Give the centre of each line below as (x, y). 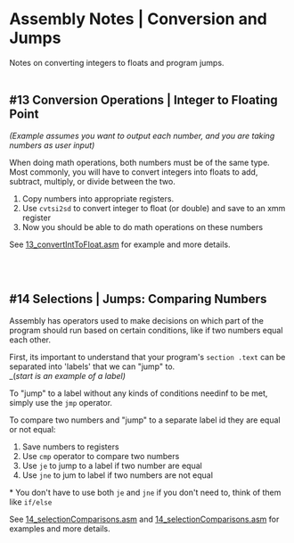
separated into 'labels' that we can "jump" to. (92, 366)
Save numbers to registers (70, 447)
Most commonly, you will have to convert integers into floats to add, (134, 172)
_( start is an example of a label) (68, 375)
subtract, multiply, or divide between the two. (92, 181)
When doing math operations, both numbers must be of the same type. (139, 162)
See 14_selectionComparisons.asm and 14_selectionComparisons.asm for (144, 519)
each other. (30, 340)
